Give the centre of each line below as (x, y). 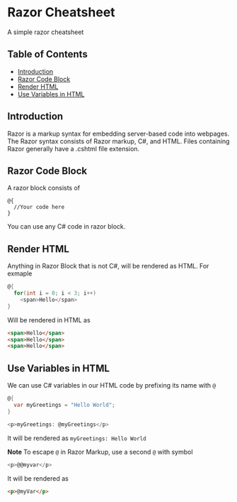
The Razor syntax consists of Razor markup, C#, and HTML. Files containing (118, 141)
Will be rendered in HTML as (49, 320)
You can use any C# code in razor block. (67, 227)
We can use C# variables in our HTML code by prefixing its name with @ (112, 386)
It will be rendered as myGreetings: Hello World (77, 438)
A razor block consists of (44, 188)
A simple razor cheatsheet (46, 32)
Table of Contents (48, 54)
